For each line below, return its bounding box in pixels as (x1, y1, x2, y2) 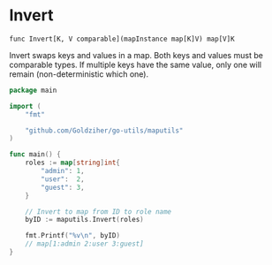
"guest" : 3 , (41, 183, 86, 192)
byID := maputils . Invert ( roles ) (25, 216, 144, 224)
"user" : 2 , (41, 174, 86, 184)
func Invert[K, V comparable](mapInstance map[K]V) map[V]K (9, 34, 236, 43)
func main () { (9, 150, 62, 159)
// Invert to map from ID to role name (25, 207, 172, 216)
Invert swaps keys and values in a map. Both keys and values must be (9, 49, 263, 60)
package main (9, 86, 57, 95)
